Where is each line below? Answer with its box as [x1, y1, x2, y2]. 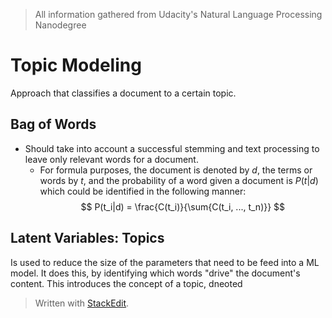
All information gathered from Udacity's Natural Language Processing [34, 9, 323, 20]
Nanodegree [34, 19, 87, 31]
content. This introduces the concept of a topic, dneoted [10, 277, 243, 289]
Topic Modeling [10, 54, 142, 77]
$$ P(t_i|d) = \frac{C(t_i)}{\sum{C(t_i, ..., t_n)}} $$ [80, 200, 286, 213]
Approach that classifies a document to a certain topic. [10, 87, 237, 99]
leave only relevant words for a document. [24, 153, 199, 165]
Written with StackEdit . [34, 297, 130, 309]
